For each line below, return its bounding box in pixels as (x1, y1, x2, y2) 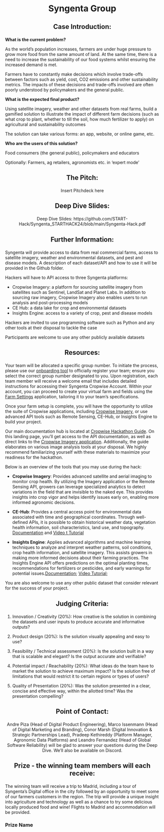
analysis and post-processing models (12, 299, 88, 305)
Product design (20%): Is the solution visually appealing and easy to (12, 633, 150, 639)
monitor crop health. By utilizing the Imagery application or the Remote (12, 479, 155, 485)
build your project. (5, 419, 42, 425)
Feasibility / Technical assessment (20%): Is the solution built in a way (12, 648, 154, 654)
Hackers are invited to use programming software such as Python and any (5, 319, 155, 325)
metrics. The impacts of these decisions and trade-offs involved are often (5, 81, 154, 87)
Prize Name (5, 822, 33, 829)
